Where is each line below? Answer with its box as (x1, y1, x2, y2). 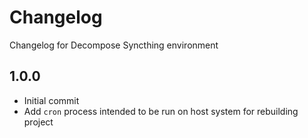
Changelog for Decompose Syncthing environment (9, 39, 219, 51)
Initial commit (23, 94, 80, 106)
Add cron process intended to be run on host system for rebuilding (23, 105, 299, 117)
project (23, 116, 54, 128)
